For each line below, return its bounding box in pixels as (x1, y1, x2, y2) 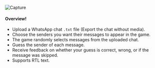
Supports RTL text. (12, 57, 50, 63)
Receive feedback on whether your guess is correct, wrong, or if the (12, 47, 149, 53)
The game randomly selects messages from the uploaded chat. (12, 37, 139, 43)
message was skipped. (12, 52, 58, 58)
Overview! (5, 16, 27, 21)
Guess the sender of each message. (12, 42, 85, 48)
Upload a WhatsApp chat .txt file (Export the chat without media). (12, 27, 145, 33)
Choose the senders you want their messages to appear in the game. (12, 32, 151, 37)
